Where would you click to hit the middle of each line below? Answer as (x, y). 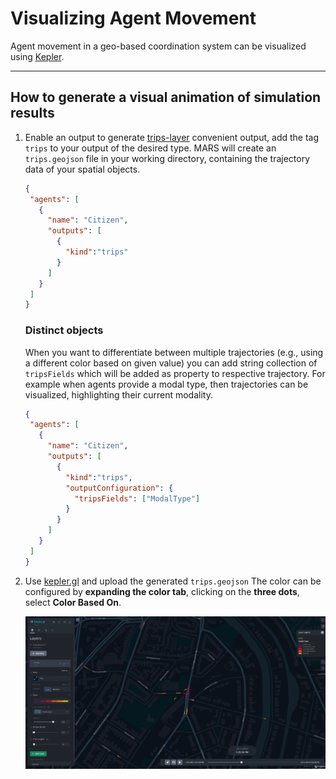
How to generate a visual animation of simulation (166, 97)
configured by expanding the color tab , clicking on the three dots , (162, 591)
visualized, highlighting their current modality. (118, 394)
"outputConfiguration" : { (119, 488)
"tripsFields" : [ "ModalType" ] (137, 498)
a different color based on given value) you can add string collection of (171, 363)
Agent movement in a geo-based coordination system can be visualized (158, 46)
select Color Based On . (73, 602)
